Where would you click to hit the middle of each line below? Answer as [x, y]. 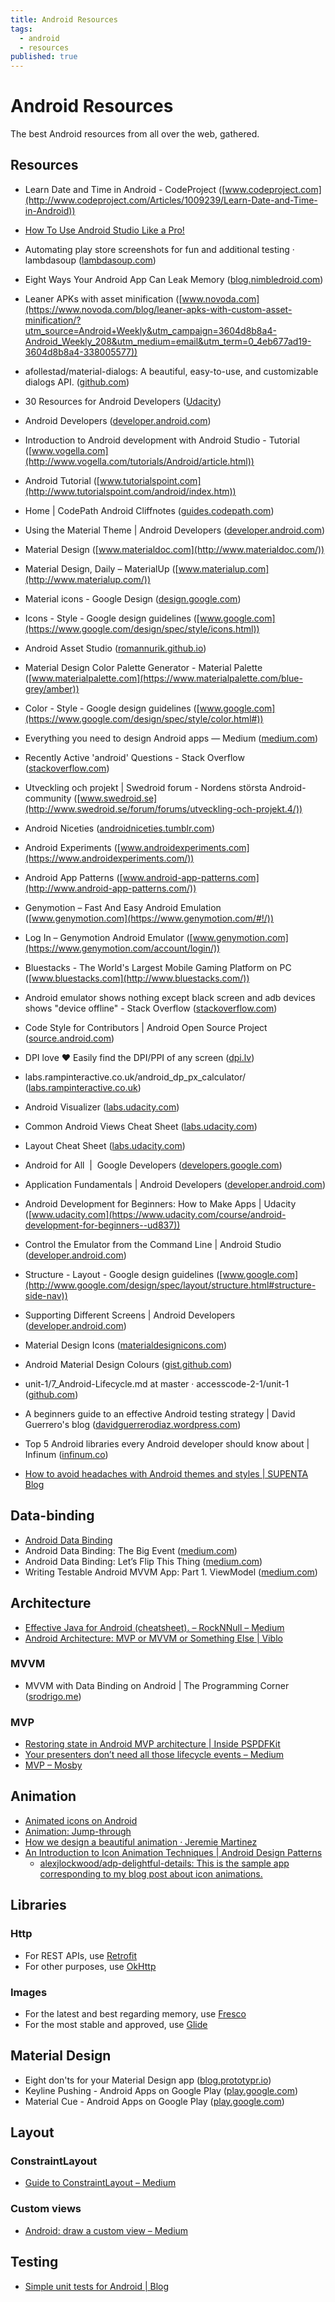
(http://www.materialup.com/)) [87, 579]
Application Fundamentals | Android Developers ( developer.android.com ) [175, 1184]
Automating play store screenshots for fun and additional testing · [159, 249]
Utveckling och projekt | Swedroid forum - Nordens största [146, 787]
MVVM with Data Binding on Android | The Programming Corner [157, 1685]
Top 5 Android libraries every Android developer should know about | [167, 1443]
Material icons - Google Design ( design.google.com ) [133, 598]
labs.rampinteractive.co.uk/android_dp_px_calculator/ [135, 1077]
